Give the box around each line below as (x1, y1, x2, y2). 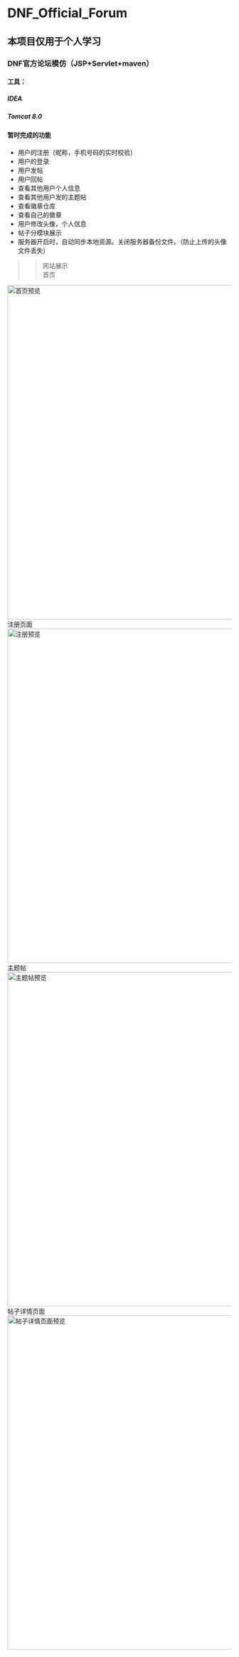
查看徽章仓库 (17, 202, 55, 211)
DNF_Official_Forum (7, 5, 128, 21)
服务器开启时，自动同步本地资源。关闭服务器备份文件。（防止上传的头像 (17, 238, 227, 246)
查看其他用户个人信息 (17, 184, 80, 193)
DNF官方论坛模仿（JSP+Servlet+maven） (7, 59, 154, 69)
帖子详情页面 (7, 1307, 45, 1316)
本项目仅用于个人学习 (7, 35, 101, 47)
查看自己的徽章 (17, 211, 62, 219)
